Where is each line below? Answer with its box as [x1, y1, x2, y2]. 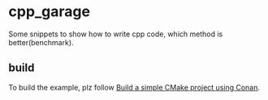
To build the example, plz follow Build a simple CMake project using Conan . [8, 82, 261, 92]
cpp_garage [8, 2, 91, 21]
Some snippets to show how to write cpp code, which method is [8, 29, 223, 39]
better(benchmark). [8, 37, 75, 47]
